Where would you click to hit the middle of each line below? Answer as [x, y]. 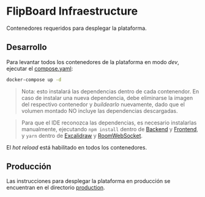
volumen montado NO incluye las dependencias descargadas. [100, 110]
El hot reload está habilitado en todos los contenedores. [77, 147]
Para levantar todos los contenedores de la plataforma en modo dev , [93, 62]
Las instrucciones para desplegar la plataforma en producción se [88, 181]
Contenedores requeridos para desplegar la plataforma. [76, 28]
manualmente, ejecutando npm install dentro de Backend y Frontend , [110, 129]
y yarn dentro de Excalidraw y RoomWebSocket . [82, 135]
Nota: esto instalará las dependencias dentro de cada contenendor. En [110, 91]
